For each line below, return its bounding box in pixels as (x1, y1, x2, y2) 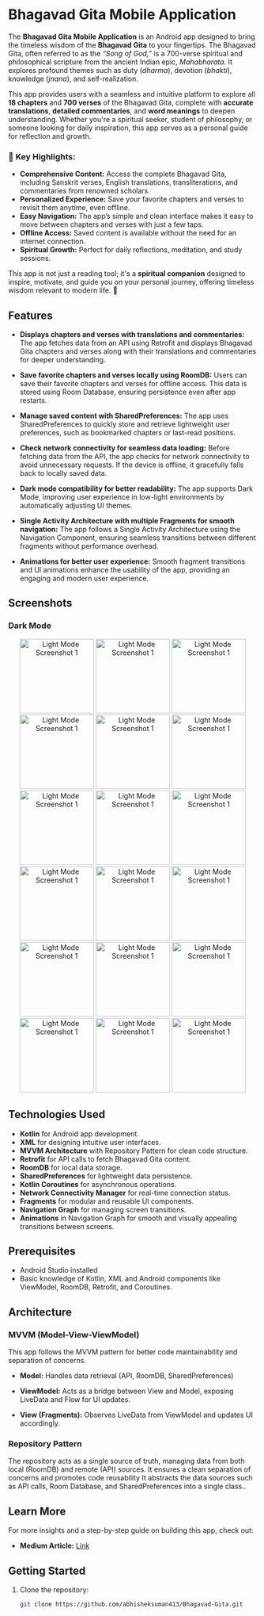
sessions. (19, 254, 51, 263)
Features (8, 308, 53, 322)
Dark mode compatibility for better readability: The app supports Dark (19, 484, 254, 493)
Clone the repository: (19, 1584, 89, 1595)
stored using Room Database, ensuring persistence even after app (19, 387, 236, 397)
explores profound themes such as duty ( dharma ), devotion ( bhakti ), (8, 65, 232, 75)
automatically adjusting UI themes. (19, 501, 133, 511)
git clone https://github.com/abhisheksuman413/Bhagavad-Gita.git (19, 1600, 243, 1608)
